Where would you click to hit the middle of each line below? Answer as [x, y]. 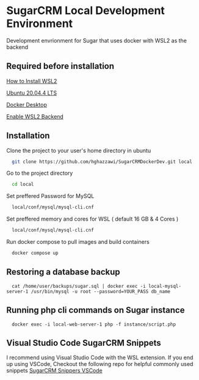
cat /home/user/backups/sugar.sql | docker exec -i [79, 286]
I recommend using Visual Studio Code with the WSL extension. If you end [100, 357]
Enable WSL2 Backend [35, 116]
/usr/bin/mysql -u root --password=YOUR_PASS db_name [101, 291]
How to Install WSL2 [32, 81]
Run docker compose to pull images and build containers [78, 242]
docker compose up [35, 253]
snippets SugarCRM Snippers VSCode [54, 371]
